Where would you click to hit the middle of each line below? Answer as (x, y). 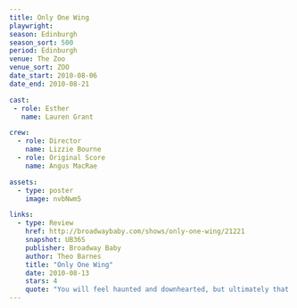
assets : (24, 182)
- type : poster (45, 190)
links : (21, 215)
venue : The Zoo (37, 59)
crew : (19, 133)
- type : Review (45, 223)
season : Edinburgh (43, 34)
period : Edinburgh (43, 51)
